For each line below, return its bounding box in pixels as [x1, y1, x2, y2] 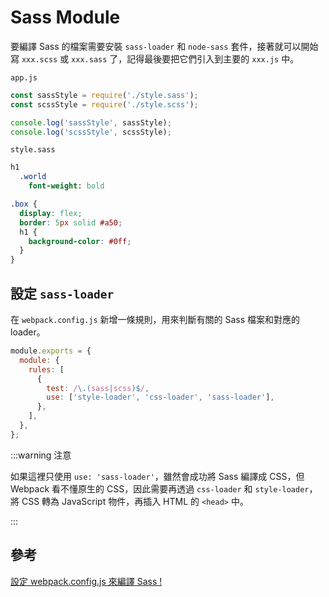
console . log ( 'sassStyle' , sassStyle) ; [10, 117, 172, 128]
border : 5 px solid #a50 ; [19, 217, 123, 228]
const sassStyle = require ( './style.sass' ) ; [10, 90, 199, 100]
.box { [10, 199, 38, 210]
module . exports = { [10, 346, 92, 356]
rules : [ [28, 364, 65, 375]
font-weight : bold [28, 181, 105, 191]
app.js [10, 72, 38, 83]
